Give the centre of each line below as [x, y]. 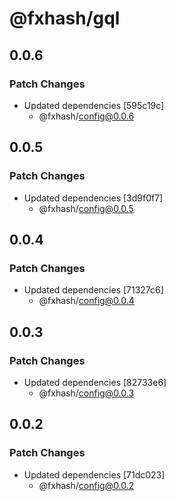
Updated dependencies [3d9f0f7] [93, 198]
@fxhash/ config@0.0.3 [86, 393]
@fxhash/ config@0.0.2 [86, 485]
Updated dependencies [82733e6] [95, 382]
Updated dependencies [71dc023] [94, 474]
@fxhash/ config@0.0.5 [86, 208]
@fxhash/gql [65, 18]
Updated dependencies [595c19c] [94, 105]
